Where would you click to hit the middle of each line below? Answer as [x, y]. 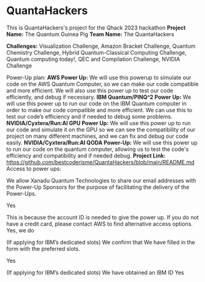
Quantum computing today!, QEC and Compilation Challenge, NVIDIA [93, 59]
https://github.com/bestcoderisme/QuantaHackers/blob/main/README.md [100, 162]
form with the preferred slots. [43, 248]
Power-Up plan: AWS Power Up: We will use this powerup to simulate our [99, 77]
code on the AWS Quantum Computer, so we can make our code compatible [102, 84]
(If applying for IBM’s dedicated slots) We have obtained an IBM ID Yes [95, 272]
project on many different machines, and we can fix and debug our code [97, 136]
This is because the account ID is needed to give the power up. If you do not [102, 217]
